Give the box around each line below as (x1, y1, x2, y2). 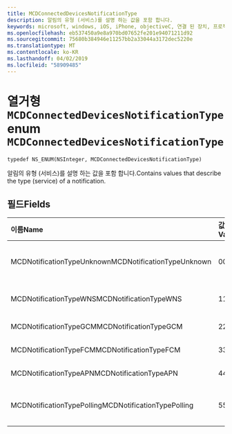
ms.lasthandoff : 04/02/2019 (7, 55, 88, 62)
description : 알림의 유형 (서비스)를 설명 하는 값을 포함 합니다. (7, 17, 173, 24)
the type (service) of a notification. (7, 177, 106, 185)
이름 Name (10, 225, 43, 235)
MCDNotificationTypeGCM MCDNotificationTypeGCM (10, 322, 183, 332)
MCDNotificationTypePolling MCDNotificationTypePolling (10, 401, 194, 410)
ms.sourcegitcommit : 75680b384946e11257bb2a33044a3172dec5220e (7, 36, 193, 43)
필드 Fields (7, 198, 50, 210)
